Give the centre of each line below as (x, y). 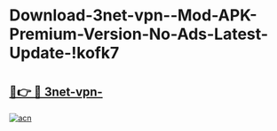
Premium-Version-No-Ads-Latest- (139, 34)
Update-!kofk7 (64, 53)
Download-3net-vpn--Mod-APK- (133, 15)
